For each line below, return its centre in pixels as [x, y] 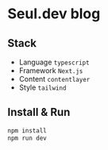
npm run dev [27, 138]
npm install [27, 131]
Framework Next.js [51, 71]
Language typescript [54, 62]
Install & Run [39, 112]
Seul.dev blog [54, 14]
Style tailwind [42, 87]
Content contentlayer [54, 79]
